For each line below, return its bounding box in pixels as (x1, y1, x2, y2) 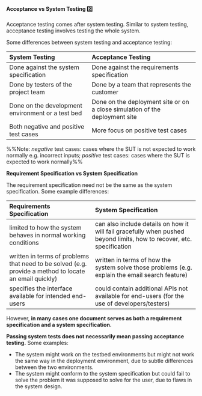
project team (9, 88, 45, 96)
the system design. (14, 383, 63, 390)
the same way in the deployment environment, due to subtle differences (14, 358, 194, 365)
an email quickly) (9, 275, 58, 283)
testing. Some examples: (6, 340, 69, 347)
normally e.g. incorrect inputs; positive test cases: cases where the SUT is (6, 152, 191, 159)
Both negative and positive (9, 123, 85, 131)
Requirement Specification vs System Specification (6, 170, 138, 177)
